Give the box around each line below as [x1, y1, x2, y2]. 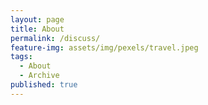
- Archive [19, 71, 60, 81]
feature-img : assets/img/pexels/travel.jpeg [10, 42, 199, 53]
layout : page [10, 14, 65, 25]
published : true [10, 80, 78, 90]
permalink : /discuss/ [10, 33, 101, 43]
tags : [10, 52, 33, 62]
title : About [10, 24, 65, 34]
